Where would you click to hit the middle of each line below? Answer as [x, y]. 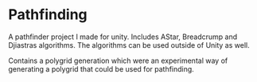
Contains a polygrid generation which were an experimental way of [118, 61]
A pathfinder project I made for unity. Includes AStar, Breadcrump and [123, 37]
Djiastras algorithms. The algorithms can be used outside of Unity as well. [129, 45]
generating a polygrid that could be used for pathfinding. [101, 68]
